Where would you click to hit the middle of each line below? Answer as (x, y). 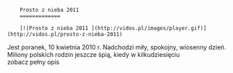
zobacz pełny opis (33, 62)
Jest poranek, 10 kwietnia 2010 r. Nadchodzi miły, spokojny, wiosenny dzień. (117, 47)
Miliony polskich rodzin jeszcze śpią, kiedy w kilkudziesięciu (94, 55)
